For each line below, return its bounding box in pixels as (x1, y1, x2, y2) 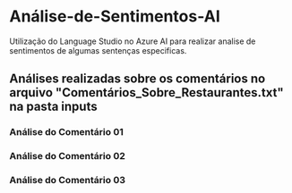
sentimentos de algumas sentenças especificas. (9, 45, 187, 55)
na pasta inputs (9, 99, 98, 114)
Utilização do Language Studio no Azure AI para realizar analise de (9, 36, 256, 46)
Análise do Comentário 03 (9, 174, 125, 187)
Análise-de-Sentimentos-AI (9, 6, 221, 27)
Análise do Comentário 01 (9, 126, 124, 138)
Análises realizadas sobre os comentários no (9, 71, 266, 87)
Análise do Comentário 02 (9, 150, 125, 163)
